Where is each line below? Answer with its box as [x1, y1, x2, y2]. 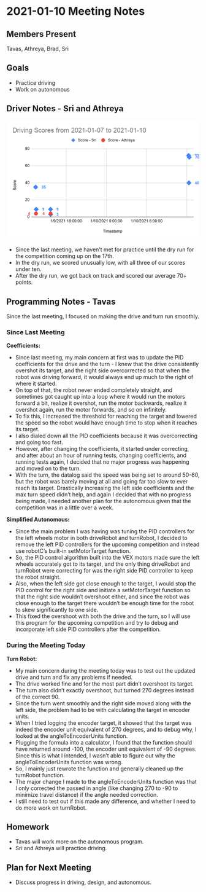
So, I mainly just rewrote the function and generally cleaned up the [15, 765, 184, 772]
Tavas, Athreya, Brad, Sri [6, 45, 69, 52]
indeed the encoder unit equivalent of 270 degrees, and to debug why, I [15, 726, 197, 733]
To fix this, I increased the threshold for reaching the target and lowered [15, 413, 197, 420]
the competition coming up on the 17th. [15, 252, 115, 260]
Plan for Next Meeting [6, 862, 92, 873]
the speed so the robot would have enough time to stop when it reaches [15, 419, 197, 426]
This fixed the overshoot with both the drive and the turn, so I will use [15, 612, 191, 620]
